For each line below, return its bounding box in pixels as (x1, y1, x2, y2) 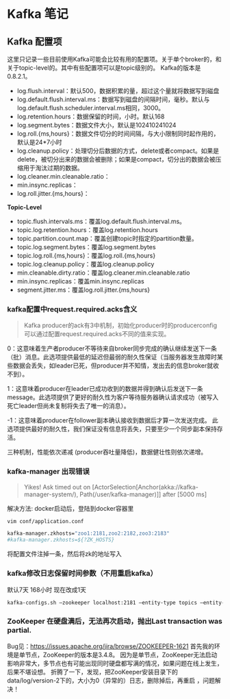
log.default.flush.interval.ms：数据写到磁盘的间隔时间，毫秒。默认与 (16, 95, 210, 103)
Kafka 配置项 (7, 36, 62, 47)
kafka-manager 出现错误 (7, 467, 90, 476)
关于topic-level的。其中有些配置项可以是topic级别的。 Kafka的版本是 (7, 64, 201, 72)
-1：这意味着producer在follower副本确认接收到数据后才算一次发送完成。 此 (7, 416, 219, 424)
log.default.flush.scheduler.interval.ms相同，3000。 (16, 104, 165, 112)
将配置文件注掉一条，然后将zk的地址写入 (7, 550, 122, 558)
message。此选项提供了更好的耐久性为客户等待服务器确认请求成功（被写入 (7, 393, 219, 401)
